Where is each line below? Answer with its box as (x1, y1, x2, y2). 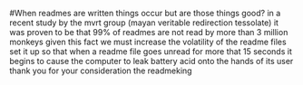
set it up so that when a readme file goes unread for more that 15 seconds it (9, 46, 292, 57)
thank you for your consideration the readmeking (9, 65, 192, 76)
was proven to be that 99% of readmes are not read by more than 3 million (9, 27, 288, 37)
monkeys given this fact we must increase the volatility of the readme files (9, 36, 288, 47)
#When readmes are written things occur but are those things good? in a (9, 8, 281, 18)
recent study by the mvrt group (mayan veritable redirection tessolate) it (9, 17, 279, 28)
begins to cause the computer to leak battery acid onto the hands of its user (9, 56, 294, 66)
